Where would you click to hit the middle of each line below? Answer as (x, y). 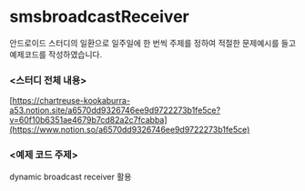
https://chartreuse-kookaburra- (71, 101)
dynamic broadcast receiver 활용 (71, 176)
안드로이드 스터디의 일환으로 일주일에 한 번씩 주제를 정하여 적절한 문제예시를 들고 (153, 43)
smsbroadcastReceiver (99, 17)
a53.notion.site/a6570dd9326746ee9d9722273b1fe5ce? (115, 110)
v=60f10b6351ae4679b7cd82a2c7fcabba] (88, 120)
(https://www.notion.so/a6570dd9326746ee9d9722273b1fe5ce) (130, 130)
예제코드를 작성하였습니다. (56, 54)
